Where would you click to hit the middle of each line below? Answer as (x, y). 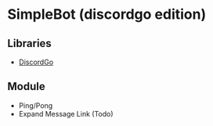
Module (26, 86)
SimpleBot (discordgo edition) (107, 14)
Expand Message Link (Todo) (66, 113)
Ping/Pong (36, 105)
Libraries (29, 43)
